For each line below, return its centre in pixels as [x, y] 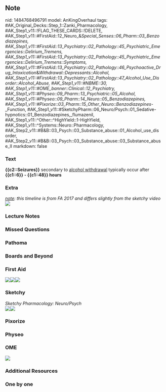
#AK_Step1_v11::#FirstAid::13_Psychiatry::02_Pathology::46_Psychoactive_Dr [83, 67]
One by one [19, 384]
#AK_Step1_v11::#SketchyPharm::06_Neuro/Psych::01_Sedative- [92, 109]
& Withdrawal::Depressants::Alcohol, [73, 72]
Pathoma [16, 243]
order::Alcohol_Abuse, [28, 83]
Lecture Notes [22, 216]
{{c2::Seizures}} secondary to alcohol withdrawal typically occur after [77, 170]
